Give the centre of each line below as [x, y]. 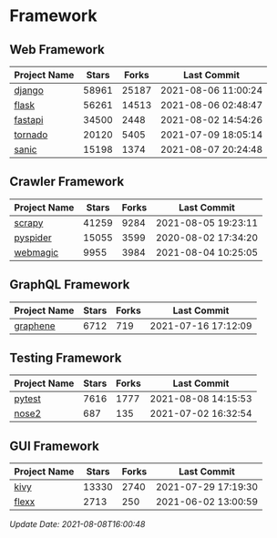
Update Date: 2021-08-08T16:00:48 [77, 524]
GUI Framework [55, 446]
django [29, 90]
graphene [35, 326]
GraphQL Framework [70, 284]
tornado [31, 135]
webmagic [36, 252]
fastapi [29, 120]
